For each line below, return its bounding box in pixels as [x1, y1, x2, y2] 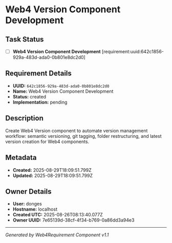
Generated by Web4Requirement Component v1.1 [5, 232, 109, 238]
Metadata [5, 153, 37, 162]
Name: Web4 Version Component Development [12, 88, 114, 94]
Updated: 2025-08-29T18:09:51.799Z [12, 172, 93, 178]
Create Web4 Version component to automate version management [5, 127, 148, 134]
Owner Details [5, 187, 52, 196]
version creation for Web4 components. [5, 138, 90, 145]
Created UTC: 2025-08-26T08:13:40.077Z [12, 212, 103, 218]
